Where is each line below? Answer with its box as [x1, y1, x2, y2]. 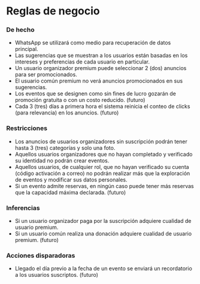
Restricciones [6, 124, 48, 132]
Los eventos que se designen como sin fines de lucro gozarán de [14, 90, 177, 97]
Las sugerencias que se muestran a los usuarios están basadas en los [14, 52, 188, 59]
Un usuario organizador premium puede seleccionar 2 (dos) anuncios [14, 65, 187, 72]
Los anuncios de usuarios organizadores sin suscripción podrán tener [14, 138, 187, 145]
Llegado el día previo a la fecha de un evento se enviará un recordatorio [14, 265, 193, 272]
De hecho [6, 26, 35, 34]
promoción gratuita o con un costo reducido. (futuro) [14, 96, 146, 104]
